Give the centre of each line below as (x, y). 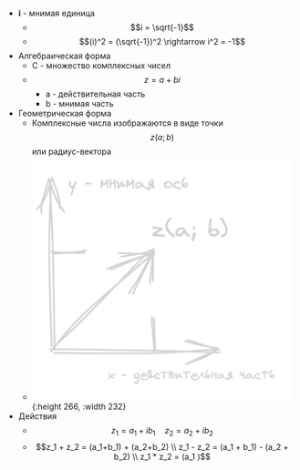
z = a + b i (162, 80)
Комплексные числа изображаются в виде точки (127, 123)
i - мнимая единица (57, 13)
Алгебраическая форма (64, 56)
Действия (37, 416)
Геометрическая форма (65, 113)
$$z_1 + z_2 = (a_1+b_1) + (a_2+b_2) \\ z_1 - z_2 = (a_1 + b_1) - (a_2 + (162, 446)
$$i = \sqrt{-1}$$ (162, 27)
